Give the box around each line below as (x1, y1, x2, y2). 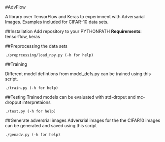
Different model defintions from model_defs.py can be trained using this (5, 71, 151, 77)
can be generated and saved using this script (5, 123, 97, 128)
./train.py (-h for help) (5, 85, 58, 90)
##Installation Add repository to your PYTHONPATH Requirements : (5, 28, 142, 34)
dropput (5, 99, 22, 105)
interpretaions (22, 99, 51, 105)
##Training (5, 61, 28, 67)
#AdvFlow (5, 4, 26, 10)
